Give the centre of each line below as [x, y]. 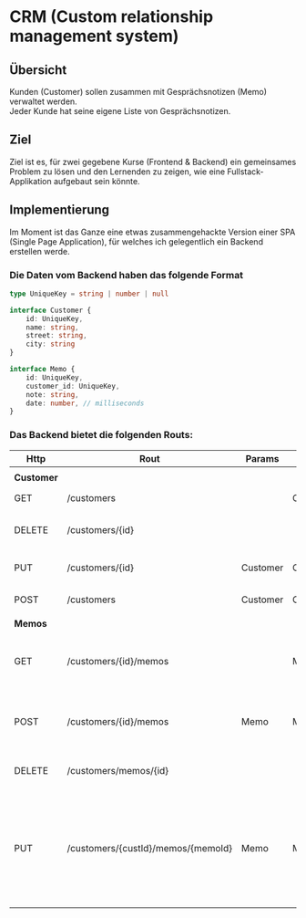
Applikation [31, 181]
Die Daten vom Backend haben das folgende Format [127, 275]
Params [262, 458]
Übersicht [38, 70]
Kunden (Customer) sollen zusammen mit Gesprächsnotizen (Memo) [138, 92]
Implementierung [60, 210]
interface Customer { [51, 310]
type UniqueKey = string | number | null [89, 294]
